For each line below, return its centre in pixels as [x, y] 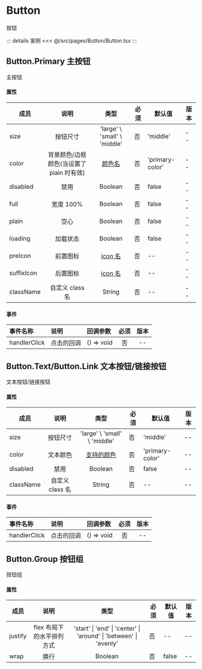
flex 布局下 [49, 628]
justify [18, 636]
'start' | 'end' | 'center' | [107, 629]
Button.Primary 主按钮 [48, 62]
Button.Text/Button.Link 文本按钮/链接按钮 [86, 366]
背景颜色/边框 [67, 154]
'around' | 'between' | [107, 636]
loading [20, 238]
